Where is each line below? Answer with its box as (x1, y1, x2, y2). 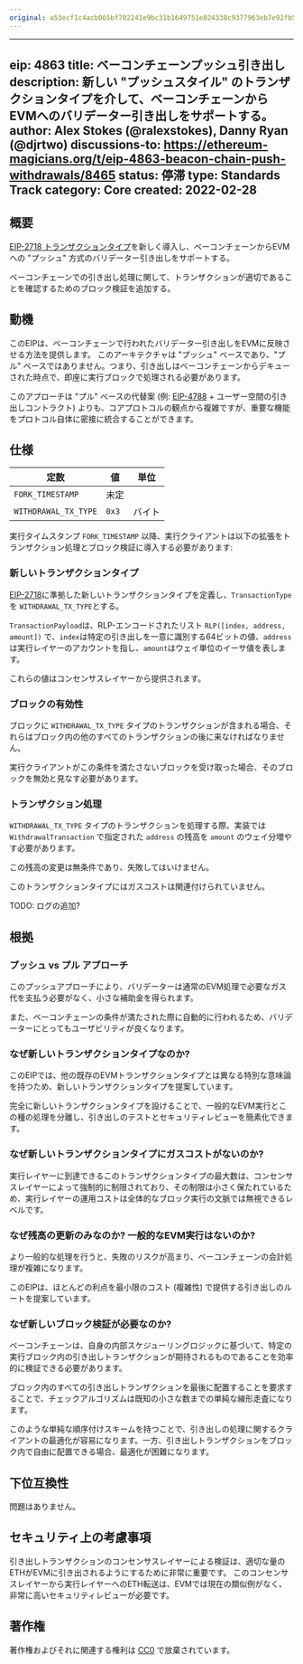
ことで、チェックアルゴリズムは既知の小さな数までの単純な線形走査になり (16, 1394, 293, 1404)
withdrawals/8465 (9, 168, 116, 184)
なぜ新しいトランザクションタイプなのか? (9, 1047, 190, 1060)
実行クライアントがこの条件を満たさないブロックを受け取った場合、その (9, 761, 278, 773)
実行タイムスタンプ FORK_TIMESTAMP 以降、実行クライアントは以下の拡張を (9, 531, 283, 542)
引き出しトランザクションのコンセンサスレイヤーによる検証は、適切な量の (9, 1555, 286, 1566)
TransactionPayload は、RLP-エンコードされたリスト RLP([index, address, (9, 619, 286, 630)
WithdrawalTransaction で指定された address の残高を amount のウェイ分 (9, 831, 277, 842)
